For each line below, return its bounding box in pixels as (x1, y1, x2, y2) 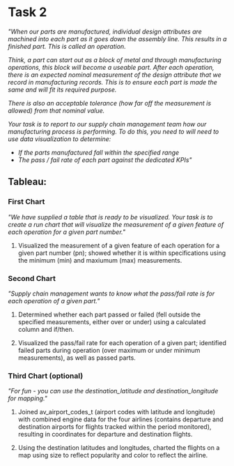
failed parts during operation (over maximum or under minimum (17, 346, 201, 354)
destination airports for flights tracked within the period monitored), (17, 423, 212, 431)
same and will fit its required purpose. (8, 85, 117, 94)
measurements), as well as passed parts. (17, 354, 136, 362)
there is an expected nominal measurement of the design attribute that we (8, 71, 221, 79)
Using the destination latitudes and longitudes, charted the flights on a (17, 444, 220, 452)
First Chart (8, 197, 45, 207)
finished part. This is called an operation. (8, 42, 126, 50)
